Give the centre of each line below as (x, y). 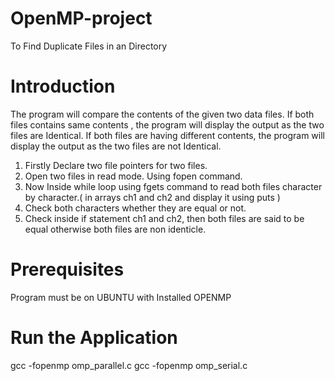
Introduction (63, 86)
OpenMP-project (81, 18)
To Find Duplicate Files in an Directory (89, 46)
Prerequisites (67, 269)
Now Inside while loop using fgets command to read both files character (173, 186)
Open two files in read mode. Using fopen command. (133, 176)
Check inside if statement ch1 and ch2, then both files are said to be (164, 218)
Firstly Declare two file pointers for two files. (116, 165)
